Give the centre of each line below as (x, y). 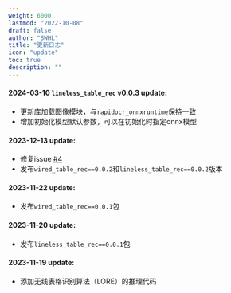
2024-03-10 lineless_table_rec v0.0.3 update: (88, 93)
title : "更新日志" (37, 45)
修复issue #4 (41, 159)
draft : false (30, 30)
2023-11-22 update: (42, 187)
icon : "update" (33, 53)
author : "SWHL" (33, 38)
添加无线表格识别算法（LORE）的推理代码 (88, 281)
